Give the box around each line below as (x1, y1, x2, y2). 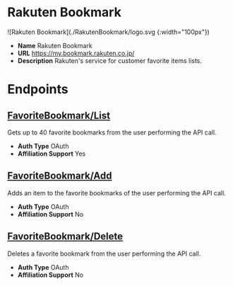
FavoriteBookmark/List (7, 109, 111, 121)
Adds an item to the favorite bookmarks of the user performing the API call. (7, 188, 226, 197)
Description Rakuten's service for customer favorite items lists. (17, 56, 203, 64)
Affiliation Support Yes (17, 149, 86, 158)
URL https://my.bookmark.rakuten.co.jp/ (17, 49, 135, 57)
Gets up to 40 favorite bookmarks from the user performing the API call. (7, 128, 217, 137)
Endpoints (7, 81, 68, 98)
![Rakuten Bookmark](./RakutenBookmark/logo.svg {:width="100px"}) (7, 28, 210, 36)
